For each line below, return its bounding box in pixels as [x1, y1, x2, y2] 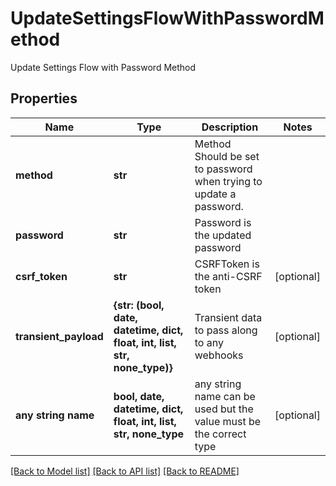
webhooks [194, 348, 244, 362]
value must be [194, 414, 262, 428]
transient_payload [15, 329, 104, 343]
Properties [10, 90, 78, 107]
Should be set [194, 149, 260, 163]
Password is [194, 215, 252, 229]
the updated [194, 228, 252, 242]
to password [194, 162, 253, 176]
